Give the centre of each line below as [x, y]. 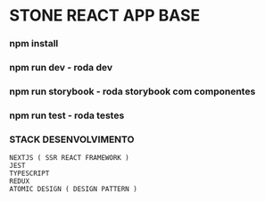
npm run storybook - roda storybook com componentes [132, 91]
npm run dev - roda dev [61, 68]
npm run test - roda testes [67, 115]
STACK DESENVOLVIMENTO [72, 139]
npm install [34, 44]
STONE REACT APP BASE [105, 16]
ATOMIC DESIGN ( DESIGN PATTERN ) [74, 189]
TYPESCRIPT [29, 174]
